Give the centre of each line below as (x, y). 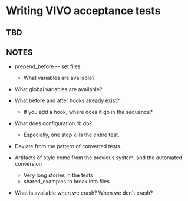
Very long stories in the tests (58, 175)
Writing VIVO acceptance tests (83, 11)
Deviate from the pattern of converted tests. (68, 146)
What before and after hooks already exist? (67, 101)
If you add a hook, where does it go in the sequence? (88, 112)
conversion (28, 164)
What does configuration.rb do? (53, 123)
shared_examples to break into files (67, 182)
